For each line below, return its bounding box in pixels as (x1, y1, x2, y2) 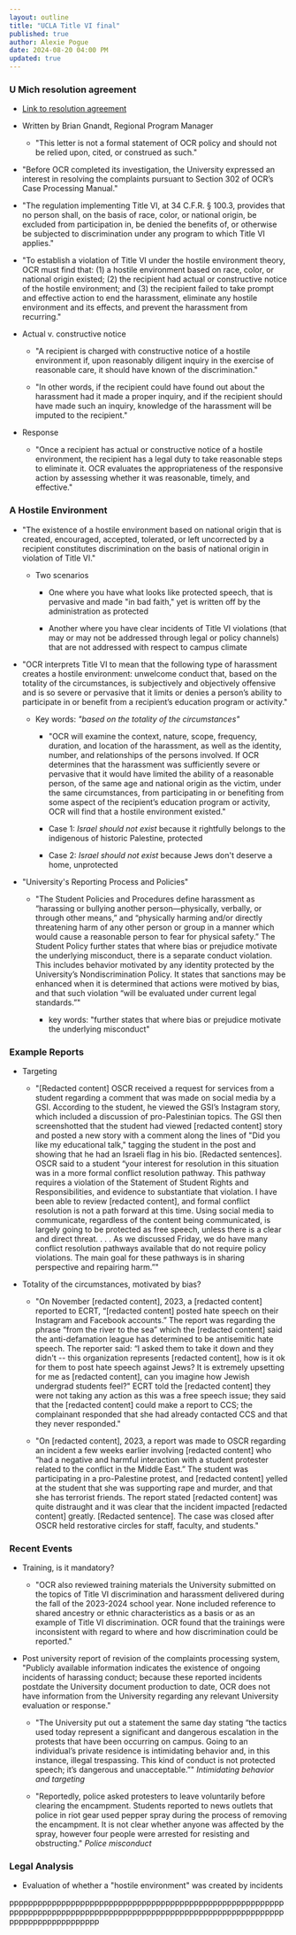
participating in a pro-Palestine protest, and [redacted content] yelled (34, 1473, 288, 1483)
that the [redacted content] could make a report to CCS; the (34, 1399, 254, 1410)
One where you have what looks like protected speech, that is (48, 586, 274, 598)
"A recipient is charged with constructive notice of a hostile (34, 346, 251, 357)
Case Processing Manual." (21, 183, 118, 194)
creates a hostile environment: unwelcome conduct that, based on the (21, 668, 277, 678)
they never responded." (34, 1418, 121, 1428)
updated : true (9, 54, 62, 63)
